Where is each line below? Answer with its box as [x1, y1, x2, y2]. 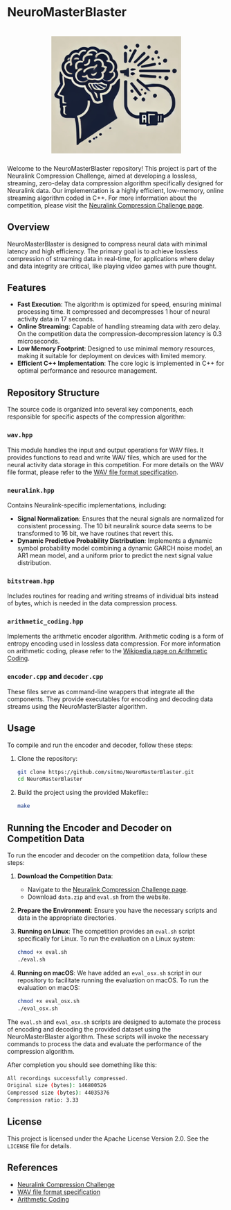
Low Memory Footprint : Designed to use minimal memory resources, [17, 344, 216, 353]
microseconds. [17, 337, 60, 346]
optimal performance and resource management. [17, 367, 158, 375]
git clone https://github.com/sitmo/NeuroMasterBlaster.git [17, 768, 194, 775]
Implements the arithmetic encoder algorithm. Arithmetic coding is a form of [7, 632, 224, 641]
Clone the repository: [17, 754, 78, 762]
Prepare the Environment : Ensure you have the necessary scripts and [17, 907, 218, 915]
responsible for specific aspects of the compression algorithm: [7, 412, 186, 421]
